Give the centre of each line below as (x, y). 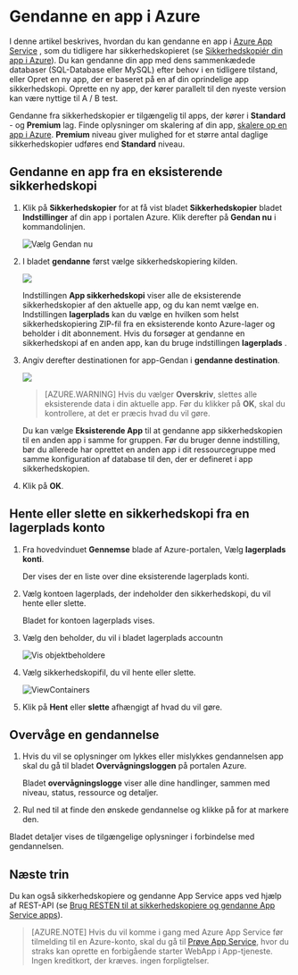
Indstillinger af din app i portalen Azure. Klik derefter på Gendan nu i (149, 217)
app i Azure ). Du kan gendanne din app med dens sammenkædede (132, 60)
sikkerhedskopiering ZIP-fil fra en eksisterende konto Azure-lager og (149, 324)
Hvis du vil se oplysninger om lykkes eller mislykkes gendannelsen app (153, 756)
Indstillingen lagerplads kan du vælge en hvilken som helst (130, 314)
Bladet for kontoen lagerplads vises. (88, 620)
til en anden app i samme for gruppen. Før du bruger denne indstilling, (151, 440)
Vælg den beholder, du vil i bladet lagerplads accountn (122, 637)
